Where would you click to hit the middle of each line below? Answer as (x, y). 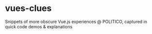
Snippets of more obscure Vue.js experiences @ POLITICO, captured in (76, 22)
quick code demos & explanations (39, 26)
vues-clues (28, 8)
